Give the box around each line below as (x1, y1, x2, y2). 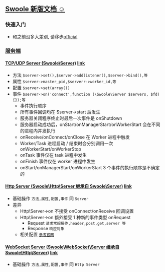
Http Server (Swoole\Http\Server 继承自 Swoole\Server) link (5, 183, 132, 189)
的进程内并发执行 (20, 127, 56, 133)
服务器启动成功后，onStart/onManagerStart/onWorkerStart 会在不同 (20, 121, 160, 127)
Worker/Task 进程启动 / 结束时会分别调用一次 (20, 140, 113, 146)
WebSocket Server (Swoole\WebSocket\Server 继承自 (5, 244, 120, 250)
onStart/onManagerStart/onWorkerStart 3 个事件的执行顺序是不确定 (20, 164, 160, 170)
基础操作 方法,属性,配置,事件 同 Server (12, 195, 89, 201)
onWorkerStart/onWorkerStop (20, 146, 82, 152)
